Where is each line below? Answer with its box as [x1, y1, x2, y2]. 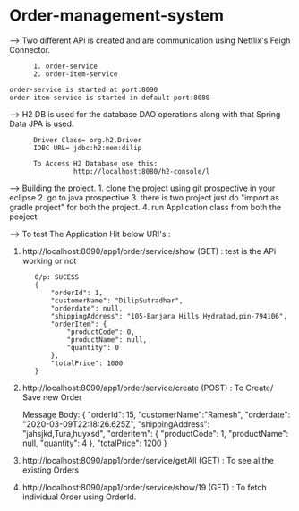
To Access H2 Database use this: [32, 158, 158, 168]
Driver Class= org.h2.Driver [32, 135, 142, 144]
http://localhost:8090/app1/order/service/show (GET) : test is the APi [21, 245, 277, 256]
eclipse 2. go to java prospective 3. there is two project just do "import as [9, 192, 280, 202]
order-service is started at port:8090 [9, 85, 158, 94]
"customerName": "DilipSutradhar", [50, 296, 184, 305]
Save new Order [21, 391, 82, 403]
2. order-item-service [32, 69, 118, 79]
